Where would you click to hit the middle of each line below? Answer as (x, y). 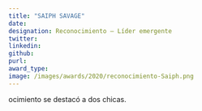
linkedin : (25, 46)
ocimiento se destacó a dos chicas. (68, 99)
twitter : (23, 38)
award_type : (28, 69)
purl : (17, 62)
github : (21, 53)
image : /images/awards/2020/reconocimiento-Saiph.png (101, 76)
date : (17, 23)
